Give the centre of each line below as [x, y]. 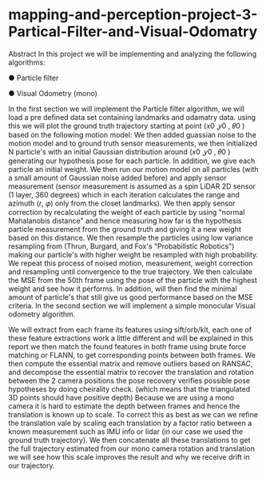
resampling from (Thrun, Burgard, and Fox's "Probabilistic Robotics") [121, 246]
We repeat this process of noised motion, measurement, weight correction [131, 263]
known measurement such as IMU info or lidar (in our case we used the [126, 431]
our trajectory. [32, 465]
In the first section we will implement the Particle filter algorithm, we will [127, 109]
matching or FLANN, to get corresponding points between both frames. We [132, 355]
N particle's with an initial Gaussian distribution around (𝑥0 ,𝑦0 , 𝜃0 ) [119, 151]
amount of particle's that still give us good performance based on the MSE [131, 297]
